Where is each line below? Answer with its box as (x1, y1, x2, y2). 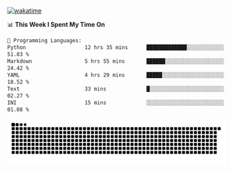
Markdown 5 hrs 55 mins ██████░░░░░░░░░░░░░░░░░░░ (7, 58, 225, 65)
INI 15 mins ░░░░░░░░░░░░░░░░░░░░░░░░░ (7, 99, 225, 106)
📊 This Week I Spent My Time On (7, 21, 105, 28)
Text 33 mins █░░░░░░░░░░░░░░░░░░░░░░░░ (7, 86, 225, 93)
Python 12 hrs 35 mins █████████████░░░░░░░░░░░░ (7, 44, 225, 51)
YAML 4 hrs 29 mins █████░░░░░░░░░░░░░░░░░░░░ (7, 72, 225, 79)
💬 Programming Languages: (7, 37, 82, 44)
